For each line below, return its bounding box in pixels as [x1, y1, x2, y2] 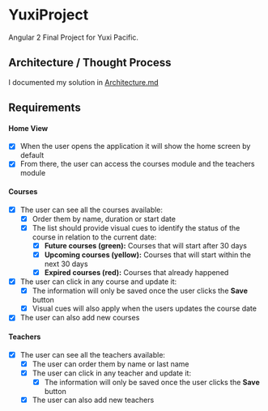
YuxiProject [8, 6, 89, 24]
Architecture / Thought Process [8, 56, 172, 70]
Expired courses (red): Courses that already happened [44, 267, 229, 277]
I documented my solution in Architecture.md [8, 77, 160, 87]
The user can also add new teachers [32, 395, 155, 405]
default [19, 150, 45, 160]
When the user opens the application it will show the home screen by [19, 142, 251, 151]
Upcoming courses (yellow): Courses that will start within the [44, 249, 251, 260]
